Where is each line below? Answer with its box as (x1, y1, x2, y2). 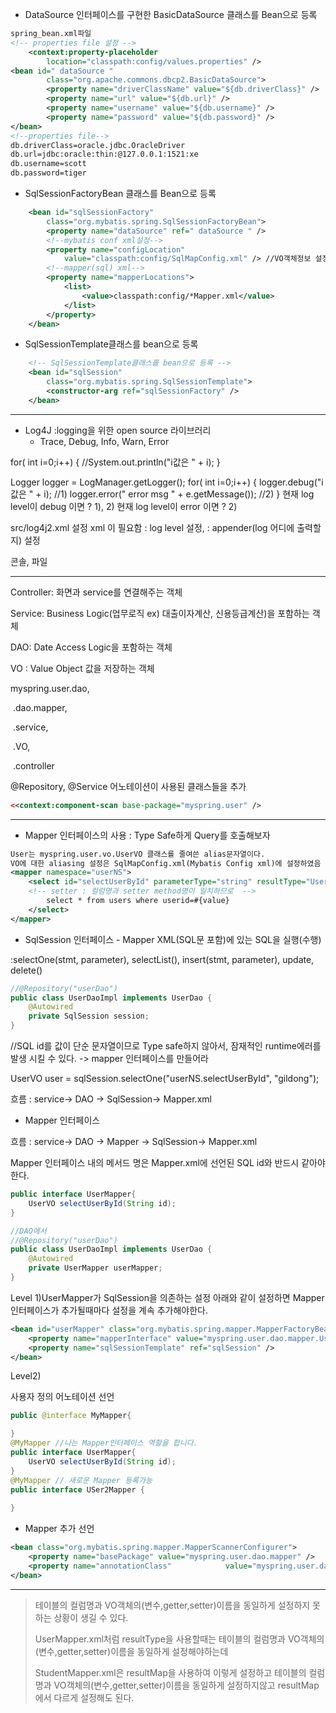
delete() (10, 964, 43, 976)
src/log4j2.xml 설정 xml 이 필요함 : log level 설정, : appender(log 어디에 (10, 521, 295, 533)
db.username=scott (10, 159, 87, 169)
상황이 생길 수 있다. (53, 1611, 129, 1623)
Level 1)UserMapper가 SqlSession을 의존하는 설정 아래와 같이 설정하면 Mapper (10, 1291, 325, 1303)
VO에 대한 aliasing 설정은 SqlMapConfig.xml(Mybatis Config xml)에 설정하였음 (10, 858, 322, 868)
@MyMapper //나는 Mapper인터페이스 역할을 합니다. (10, 1438, 198, 1448)
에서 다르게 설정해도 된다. (34, 1691, 135, 1703)
